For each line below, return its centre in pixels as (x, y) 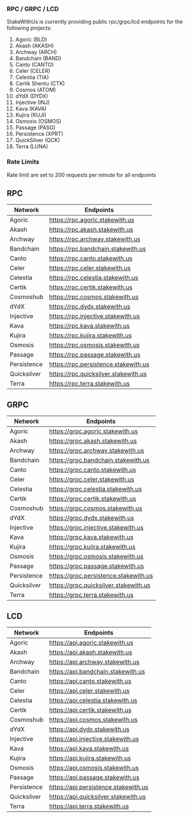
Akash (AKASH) (34, 46)
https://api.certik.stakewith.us (90, 710)
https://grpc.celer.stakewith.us (92, 480)
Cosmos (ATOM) (36, 90)
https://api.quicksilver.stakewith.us (97, 797)
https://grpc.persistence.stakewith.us (101, 576)
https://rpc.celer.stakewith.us (90, 268)
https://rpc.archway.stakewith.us (95, 239)
